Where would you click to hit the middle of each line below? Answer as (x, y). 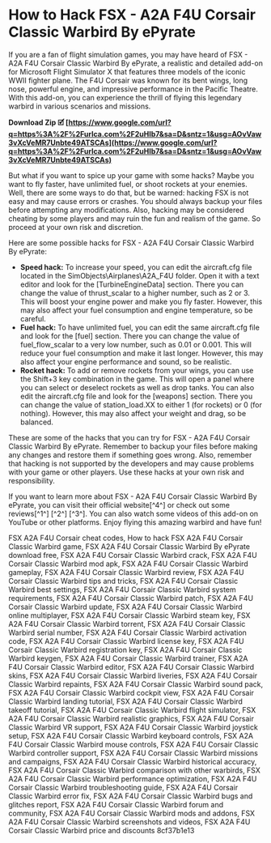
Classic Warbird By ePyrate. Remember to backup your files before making (133, 446)
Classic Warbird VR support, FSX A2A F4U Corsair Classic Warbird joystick (133, 727)
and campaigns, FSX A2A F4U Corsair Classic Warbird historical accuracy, (133, 761)
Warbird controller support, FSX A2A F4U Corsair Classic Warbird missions (133, 753)
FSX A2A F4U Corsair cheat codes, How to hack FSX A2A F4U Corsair (126, 538)
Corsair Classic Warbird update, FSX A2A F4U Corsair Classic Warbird (125, 607)
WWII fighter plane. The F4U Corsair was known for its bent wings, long (128, 80)
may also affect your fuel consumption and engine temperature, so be (136, 310)
